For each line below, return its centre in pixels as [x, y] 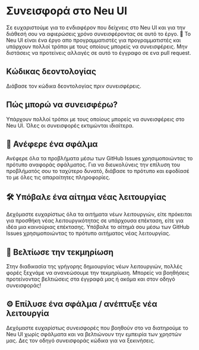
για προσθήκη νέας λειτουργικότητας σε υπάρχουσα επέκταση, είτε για [95, 221]
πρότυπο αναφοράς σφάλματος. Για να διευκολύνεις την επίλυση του [93, 165]
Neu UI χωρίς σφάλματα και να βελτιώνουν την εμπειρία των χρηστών [94, 334]
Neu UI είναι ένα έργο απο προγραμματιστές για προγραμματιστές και [94, 40]
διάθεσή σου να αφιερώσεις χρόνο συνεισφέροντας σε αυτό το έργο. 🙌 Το [99, 33]
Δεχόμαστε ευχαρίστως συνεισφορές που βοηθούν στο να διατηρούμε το [97, 328]
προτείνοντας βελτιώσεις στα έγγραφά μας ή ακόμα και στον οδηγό [91, 279]
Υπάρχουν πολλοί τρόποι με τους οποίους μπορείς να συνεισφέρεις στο [95, 119]
